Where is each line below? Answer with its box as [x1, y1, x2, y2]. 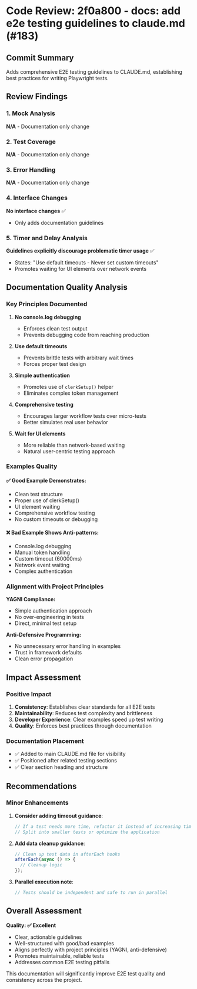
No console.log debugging [14, 313, 81, 320]
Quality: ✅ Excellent [6, 922, 56, 929]
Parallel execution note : [14, 878, 74, 886]
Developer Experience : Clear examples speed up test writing [14, 716, 163, 723]
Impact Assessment [6, 672, 81, 682]
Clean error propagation [14, 655, 74, 662]
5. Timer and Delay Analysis [6, 234, 88, 242]
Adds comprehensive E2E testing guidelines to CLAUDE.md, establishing [6, 68, 182, 75]
